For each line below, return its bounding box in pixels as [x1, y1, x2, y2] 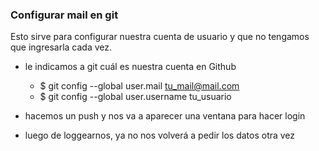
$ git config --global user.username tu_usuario [39, 91, 232, 103]
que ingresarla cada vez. [10, 41, 113, 53]
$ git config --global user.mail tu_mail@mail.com [39, 80, 240, 92]
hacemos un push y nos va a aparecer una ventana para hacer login [24, 110, 306, 122]
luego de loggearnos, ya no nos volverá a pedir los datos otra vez [24, 129, 296, 142]
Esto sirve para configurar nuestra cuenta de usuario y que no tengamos [10, 31, 310, 43]
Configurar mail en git [10, 8, 119, 22]
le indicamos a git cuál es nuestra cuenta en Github [24, 61, 237, 73]
